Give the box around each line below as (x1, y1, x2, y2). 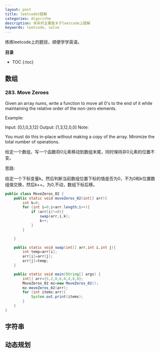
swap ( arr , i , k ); (39, 214, 70, 219)
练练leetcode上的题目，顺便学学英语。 (5, 39, 82, 45)
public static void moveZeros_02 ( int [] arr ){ (14, 196, 108, 201)
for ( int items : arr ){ (22, 290, 66, 295)
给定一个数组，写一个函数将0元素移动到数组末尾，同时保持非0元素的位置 (5, 149, 151, 154)
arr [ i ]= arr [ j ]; (22, 254, 53, 259)
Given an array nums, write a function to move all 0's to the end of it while (5, 100, 153, 106)
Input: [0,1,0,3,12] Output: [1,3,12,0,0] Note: (5, 124, 89, 130)
